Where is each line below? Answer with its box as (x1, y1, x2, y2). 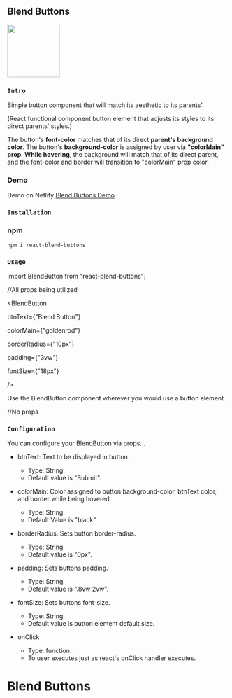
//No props (7, 407, 38, 416)
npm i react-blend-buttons (7, 242, 86, 249)
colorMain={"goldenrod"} (7, 326, 81, 335)
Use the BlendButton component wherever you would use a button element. (7, 393, 226, 402)
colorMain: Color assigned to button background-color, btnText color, (17, 487, 217, 496)
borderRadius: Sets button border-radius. (17, 529, 136, 538)
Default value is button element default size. (27, 620, 155, 628)
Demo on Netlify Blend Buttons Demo (7, 191, 115, 200)
